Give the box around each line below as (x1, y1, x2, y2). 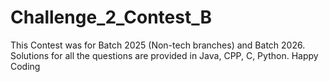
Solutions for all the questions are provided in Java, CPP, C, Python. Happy (10, 49, 319, 61)
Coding (10, 60, 41, 72)
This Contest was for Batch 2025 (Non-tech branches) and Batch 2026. (10, 39, 306, 51)
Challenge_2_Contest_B (10, 6, 212, 29)
